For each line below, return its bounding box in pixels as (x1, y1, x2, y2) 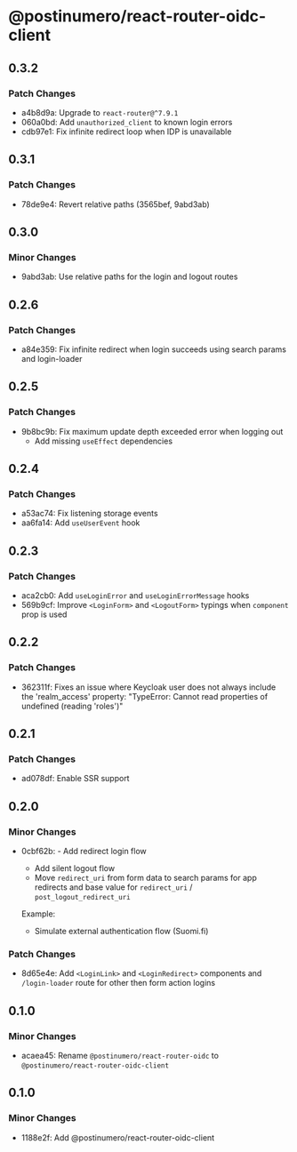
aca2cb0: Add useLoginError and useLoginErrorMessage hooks (20, 590, 250, 601)
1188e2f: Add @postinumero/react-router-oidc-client (20, 1132, 215, 1143)
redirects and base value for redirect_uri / (34, 882, 193, 892)
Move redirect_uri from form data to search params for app (34, 873, 257, 884)
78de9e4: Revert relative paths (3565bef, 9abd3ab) (20, 198, 210, 210)
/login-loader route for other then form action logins (20, 978, 216, 988)
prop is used (20, 609, 68, 620)
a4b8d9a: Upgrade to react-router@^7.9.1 (20, 107, 179, 117)
